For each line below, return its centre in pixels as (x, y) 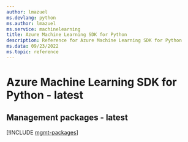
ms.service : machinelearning (43, 29)
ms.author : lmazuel (31, 23)
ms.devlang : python (31, 18)
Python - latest (45, 95)
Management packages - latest (67, 118)
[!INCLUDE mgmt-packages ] (42, 132)
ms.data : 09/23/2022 (33, 47)
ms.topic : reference (33, 52)
